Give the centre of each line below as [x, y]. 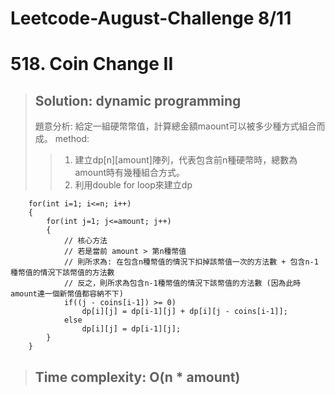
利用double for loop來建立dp [133, 185]
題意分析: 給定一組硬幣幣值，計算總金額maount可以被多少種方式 [167, 126]
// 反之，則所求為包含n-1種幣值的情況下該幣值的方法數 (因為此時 [182, 283]
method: [72, 139]
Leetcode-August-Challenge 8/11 [151, 18]
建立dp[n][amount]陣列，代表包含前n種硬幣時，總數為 [186, 160]
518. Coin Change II [92, 64]
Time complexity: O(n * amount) [137, 377]
